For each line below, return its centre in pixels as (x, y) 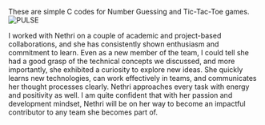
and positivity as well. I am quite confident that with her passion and (120, 95)
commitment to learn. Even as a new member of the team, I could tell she (129, 52)
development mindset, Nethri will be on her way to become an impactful (127, 104)
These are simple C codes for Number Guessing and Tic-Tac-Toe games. (129, 12)
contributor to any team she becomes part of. (83, 112)
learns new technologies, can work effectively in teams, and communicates (133, 78)
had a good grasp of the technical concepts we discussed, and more (122, 61)
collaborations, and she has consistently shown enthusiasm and (114, 44)
